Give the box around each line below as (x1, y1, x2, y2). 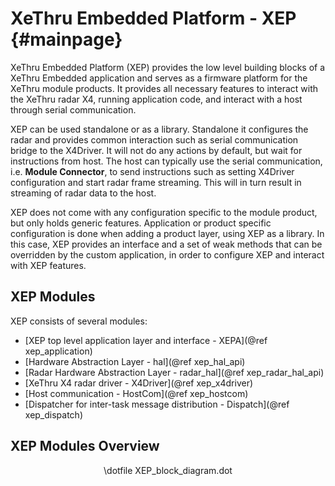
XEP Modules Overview (10, 438, 160, 455)
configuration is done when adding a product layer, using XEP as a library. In (10, 227, 325, 239)
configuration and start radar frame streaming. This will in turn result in (10, 176, 302, 188)
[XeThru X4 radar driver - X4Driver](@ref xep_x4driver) (24, 377, 254, 389)
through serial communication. (10, 103, 137, 116)
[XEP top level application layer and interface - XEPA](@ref (24, 334, 268, 346)
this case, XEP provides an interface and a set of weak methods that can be (10, 238, 323, 250)
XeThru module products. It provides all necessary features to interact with (10, 82, 319, 94)
